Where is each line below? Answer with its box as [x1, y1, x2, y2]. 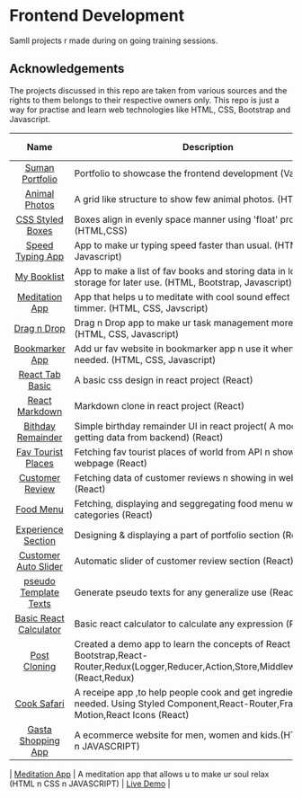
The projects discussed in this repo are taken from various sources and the [9, 84, 288, 95]
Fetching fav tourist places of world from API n [74, 446, 271, 458]
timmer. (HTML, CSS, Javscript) [74, 302, 209, 315]
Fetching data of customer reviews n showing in [74, 471, 277, 483]
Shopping [19, 734, 60, 747]
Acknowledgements [9, 61, 125, 76]
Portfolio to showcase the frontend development [74, 167, 279, 180]
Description [182, 140, 234, 153]
